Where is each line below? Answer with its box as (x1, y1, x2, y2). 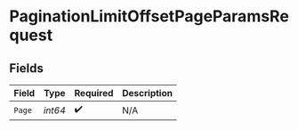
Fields (9, 61, 44, 76)
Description (122, 87, 173, 99)
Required (74, 87, 114, 99)
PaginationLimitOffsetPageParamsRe (9, 6, 289, 27)
